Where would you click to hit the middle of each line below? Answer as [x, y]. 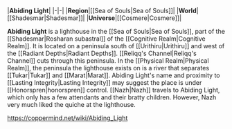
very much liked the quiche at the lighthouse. [72, 105]
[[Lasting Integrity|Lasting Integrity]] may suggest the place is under [105, 82]
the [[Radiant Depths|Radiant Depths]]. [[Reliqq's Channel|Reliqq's [102, 53]
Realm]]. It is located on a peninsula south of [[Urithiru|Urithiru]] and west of [116, 46]
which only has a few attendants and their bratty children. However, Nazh [112, 97]
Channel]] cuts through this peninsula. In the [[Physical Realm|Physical [108, 61]
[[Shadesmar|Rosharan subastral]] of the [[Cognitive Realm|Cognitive [106, 39]
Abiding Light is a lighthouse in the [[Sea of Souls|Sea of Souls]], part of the [116, 31]
